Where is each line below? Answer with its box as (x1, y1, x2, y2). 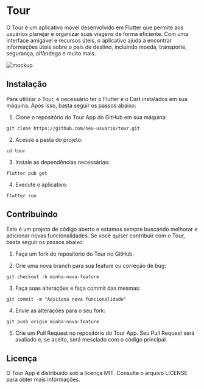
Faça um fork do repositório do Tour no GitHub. (15, 250, 135, 258)
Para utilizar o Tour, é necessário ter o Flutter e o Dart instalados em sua (6, 95, 188, 102)
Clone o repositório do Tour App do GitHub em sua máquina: (15, 113, 167, 121)
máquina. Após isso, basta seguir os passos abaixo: (6, 102, 136, 109)
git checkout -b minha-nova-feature (6, 273, 99, 280)
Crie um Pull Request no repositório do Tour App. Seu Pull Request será (15, 329, 195, 337)
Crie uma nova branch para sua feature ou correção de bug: (15, 262, 166, 269)
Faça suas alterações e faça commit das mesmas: (15, 284, 141, 292)
